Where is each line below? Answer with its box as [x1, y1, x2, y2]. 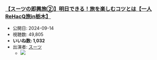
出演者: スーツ [12, 44, 42, 50]
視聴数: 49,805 [12, 31, 44, 37]
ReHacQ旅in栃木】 [5, 12, 51, 19]
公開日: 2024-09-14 [12, 25, 54, 31]
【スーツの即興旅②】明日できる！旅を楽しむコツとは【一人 [5, 5, 152, 12]
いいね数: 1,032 [12, 37, 45, 44]
